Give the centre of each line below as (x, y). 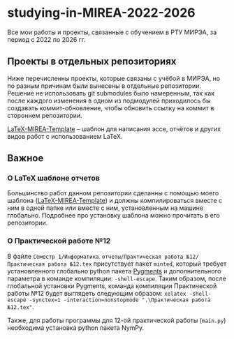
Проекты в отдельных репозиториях (92, 62)
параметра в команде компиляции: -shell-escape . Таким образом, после (117, 278)
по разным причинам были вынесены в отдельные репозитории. (104, 86)
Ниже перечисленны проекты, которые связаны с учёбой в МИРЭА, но (114, 78)
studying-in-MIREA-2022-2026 (101, 13)
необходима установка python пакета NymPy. (76, 327)
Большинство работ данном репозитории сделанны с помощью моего (113, 193)
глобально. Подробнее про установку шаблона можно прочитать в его (114, 216)
